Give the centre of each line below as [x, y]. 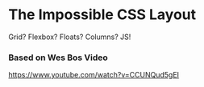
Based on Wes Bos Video [58, 57]
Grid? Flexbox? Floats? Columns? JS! [70, 37]
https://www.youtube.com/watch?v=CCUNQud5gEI [94, 75]
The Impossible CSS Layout [102, 15]
